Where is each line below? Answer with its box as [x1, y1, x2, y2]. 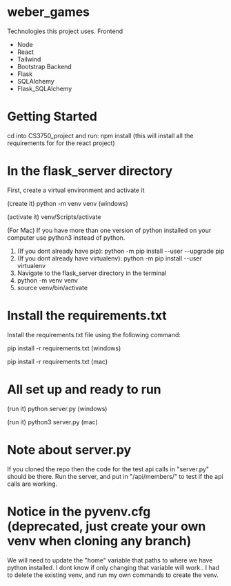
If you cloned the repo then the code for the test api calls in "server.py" [7, 464, 209, 473]
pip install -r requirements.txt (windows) [7, 343, 121, 352]
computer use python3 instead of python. [7, 233, 125, 242]
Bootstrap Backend [17, 62, 72, 70]
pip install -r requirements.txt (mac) [7, 357, 108, 366]
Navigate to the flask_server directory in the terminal [17, 269, 167, 277]
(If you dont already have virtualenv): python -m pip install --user [17, 254, 202, 263]
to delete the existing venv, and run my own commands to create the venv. [7, 571, 219, 579]
